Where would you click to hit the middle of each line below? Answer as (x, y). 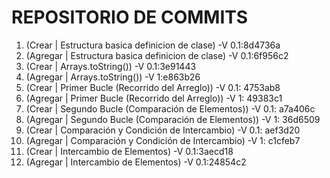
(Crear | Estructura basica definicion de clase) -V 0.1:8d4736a (153, 45)
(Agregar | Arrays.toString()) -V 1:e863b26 (113, 77)
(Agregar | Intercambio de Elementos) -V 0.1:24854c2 (136, 162)
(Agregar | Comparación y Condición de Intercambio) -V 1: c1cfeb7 (163, 140)
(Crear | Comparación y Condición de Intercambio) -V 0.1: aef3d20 (163, 130)
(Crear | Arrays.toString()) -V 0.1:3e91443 (111, 66)
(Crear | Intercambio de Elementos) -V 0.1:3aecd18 (129, 151)
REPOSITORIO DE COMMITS (130, 17)
